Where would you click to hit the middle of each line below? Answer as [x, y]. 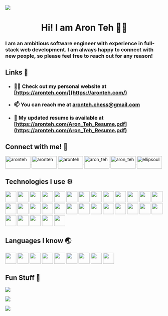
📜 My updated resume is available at [59, 118]
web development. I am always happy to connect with [87, 50]
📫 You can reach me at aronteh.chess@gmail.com [77, 104]
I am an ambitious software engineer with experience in [74, 44]
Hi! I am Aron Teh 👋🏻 [84, 28]
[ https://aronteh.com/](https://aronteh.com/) [70, 93]
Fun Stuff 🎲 [23, 278]
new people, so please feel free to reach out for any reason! [79, 56]
